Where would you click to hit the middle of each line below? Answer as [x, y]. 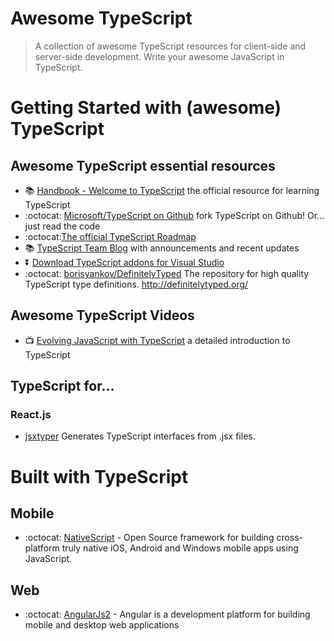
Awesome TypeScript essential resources [143, 165]
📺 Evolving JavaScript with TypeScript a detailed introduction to [157, 340]
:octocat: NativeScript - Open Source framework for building [149, 538]
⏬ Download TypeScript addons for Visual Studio [124, 262]
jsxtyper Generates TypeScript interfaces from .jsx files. [140, 436]
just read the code [62, 226]
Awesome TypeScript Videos [102, 315]
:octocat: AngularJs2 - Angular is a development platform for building [167, 614]
